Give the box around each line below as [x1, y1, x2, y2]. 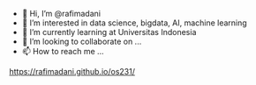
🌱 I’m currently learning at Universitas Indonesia [21, 27, 197, 37]
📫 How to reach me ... [21, 46, 104, 56]
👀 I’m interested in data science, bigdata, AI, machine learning [21, 18, 247, 28]
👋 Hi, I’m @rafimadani [21, 9, 102, 18]
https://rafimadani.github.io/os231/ [9, 67, 135, 76]
